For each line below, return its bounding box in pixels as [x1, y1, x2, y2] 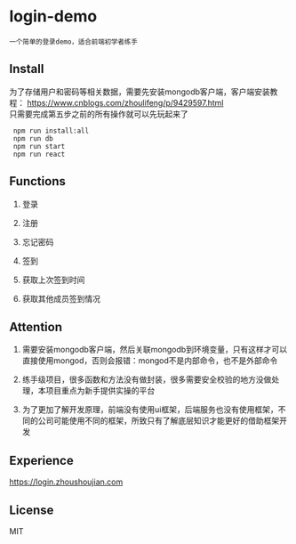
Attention [9, 319, 62, 335]
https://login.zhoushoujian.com [9, 476, 124, 487]
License [9, 502, 54, 517]
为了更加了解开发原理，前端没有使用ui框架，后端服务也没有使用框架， [21, 404, 278, 415]
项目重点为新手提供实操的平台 [45, 386, 156, 396]
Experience [9, 452, 74, 468]
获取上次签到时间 [21, 274, 85, 285]
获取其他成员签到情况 [21, 293, 100, 304]
